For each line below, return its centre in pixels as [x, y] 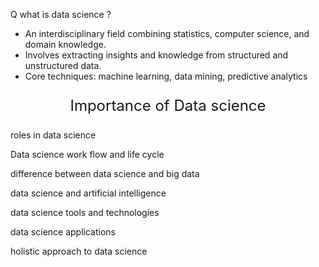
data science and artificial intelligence [88, 193]
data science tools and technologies [85, 212]
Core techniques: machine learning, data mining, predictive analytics [166, 76]
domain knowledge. [65, 44]
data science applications [63, 232]
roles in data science [53, 135]
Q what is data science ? [61, 14]
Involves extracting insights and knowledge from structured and [156, 55]
